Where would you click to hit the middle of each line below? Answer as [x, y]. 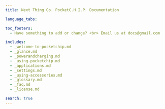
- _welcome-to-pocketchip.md [41, 47]
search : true [19, 98]
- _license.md [25, 89]
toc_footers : [19, 28]
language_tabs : [21, 19]
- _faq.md [20, 85]
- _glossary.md [26, 80]
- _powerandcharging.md [35, 56]
